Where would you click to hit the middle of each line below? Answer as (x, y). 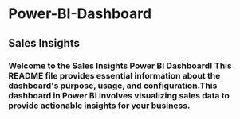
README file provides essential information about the (114, 75)
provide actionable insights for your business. (99, 106)
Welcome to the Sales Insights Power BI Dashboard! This (120, 66)
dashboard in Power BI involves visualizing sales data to (119, 95)
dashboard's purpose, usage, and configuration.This (113, 86)
